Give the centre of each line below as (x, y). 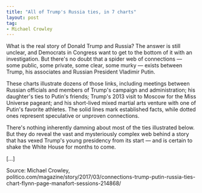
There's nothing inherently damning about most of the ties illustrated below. (100, 127)
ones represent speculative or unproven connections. (73, 116)
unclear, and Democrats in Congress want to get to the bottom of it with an (99, 53)
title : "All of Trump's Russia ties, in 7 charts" (71, 12)
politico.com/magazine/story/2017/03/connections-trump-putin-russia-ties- (101, 177)
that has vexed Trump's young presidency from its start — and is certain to (99, 141)
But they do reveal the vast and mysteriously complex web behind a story (98, 134)
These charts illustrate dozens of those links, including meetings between (98, 84)
